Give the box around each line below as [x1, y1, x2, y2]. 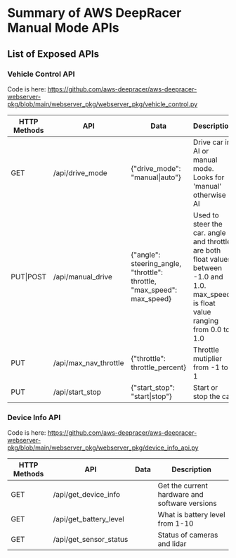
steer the [192, 219, 223, 229]
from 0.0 [192, 324, 222, 334]
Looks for [192, 172, 225, 182]
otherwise [192, 190, 226, 200]
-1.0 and [192, 272, 223, 281]
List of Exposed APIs [7, 48, 100, 60]
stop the [192, 391, 221, 401]
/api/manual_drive [53, 272, 112, 281]
